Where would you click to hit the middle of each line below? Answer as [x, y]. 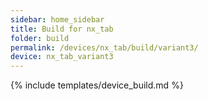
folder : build [40, 38]
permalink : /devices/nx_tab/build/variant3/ [104, 47]
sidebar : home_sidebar [57, 19]
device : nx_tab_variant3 [62, 57]
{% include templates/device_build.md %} [97, 85]
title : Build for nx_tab [62, 29]
